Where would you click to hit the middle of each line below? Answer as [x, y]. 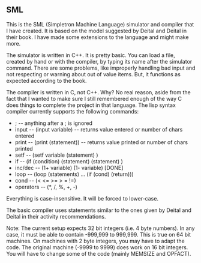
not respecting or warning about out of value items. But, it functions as [94, 74]
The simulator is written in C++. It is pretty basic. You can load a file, [91, 55]
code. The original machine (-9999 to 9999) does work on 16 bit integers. [97, 247]
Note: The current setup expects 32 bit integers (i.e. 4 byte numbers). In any [100, 228]
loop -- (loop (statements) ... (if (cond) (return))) [74, 174]
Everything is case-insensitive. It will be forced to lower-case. [82, 198]
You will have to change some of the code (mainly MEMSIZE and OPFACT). [99, 253]
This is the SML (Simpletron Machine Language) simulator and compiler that [100, 24]
